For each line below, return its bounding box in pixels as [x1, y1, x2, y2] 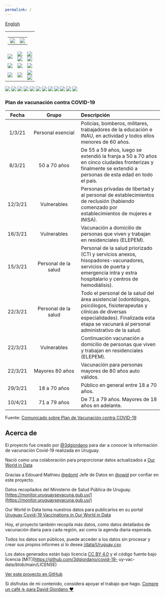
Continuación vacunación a [81, 334, 144, 341]
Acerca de [5, 429, 37, 438]
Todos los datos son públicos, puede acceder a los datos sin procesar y [5, 536, 151, 542]
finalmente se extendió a [81, 165, 138, 172]
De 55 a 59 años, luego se [81, 146, 142, 153]
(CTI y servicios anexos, [81, 250, 137, 257]
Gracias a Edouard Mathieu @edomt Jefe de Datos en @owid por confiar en [5, 472, 159, 478]
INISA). [81, 216, 97, 223]
